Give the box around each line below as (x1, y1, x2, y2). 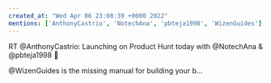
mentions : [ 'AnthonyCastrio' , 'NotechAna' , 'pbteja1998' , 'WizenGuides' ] (8, 19, 263, 27)
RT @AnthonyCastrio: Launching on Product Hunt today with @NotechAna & (8, 41, 264, 51)
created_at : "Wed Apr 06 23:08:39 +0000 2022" (8, 11, 168, 20)
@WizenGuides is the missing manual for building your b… (8, 65, 203, 75)
